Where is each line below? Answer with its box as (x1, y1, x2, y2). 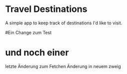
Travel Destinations (5, 3, 88, 15)
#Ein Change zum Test (5, 29, 52, 35)
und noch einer (5, 47, 69, 58)
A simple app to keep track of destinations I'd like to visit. (5, 20, 123, 26)
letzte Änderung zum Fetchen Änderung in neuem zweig (5, 63, 121, 69)
